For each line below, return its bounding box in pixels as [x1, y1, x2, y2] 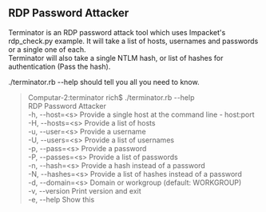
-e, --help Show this [27, 194, 95, 204]
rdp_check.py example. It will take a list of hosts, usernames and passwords [8, 36, 259, 46]
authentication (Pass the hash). [8, 62, 111, 71]
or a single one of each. [8, 44, 86, 54]
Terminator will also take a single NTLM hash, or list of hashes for [8, 53, 224, 62]
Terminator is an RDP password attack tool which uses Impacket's [8, 27, 226, 37]
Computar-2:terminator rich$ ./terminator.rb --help [27, 92, 195, 102]
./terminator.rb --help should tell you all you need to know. [8, 77, 200, 86]
